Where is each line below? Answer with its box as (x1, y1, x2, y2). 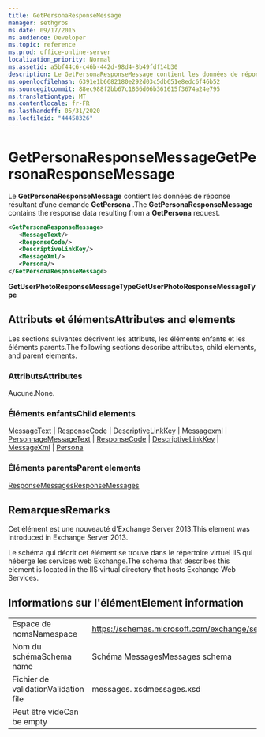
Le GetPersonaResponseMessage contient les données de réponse (8, 191, 231, 201)
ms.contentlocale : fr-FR (8, 100, 90, 107)
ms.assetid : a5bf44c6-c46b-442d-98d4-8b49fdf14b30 (8, 63, 178, 71)
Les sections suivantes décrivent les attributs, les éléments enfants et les (8, 333, 246, 344)
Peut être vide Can (12, 706, 79, 717)
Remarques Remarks (8, 503, 110, 517)
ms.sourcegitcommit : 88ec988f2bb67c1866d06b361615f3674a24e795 (8, 85, 221, 93)
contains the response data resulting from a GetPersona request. (8, 208, 221, 217)
